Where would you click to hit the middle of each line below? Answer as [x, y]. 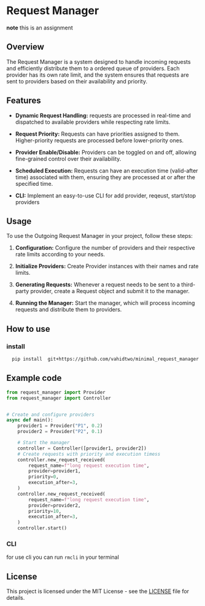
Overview [25, 47]
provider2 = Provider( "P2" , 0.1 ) [60, 432]
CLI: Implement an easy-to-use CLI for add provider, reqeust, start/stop [106, 195]
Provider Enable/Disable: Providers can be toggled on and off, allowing [106, 152]
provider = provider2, [55, 505]
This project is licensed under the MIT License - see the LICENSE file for [98, 591]
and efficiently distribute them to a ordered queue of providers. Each [93, 68]
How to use [28, 329]
